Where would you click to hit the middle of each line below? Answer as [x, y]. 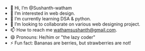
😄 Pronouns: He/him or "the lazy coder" [53, 37]
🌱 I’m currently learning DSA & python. [51, 19]
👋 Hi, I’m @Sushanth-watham [41, 8]
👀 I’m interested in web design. [43, 13]
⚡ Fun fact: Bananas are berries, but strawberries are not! [70, 43]
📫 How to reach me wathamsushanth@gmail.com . [64, 30]
